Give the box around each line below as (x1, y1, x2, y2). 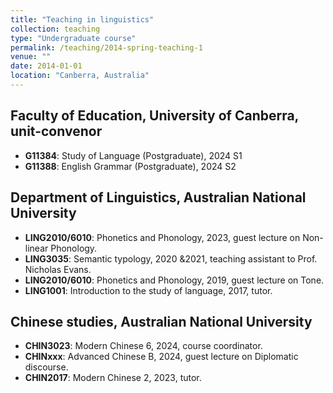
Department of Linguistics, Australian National (10, 189, 307, 206)
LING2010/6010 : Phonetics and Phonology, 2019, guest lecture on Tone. (24, 274, 325, 286)
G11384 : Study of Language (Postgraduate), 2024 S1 (24, 149, 243, 161)
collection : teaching (10, 24, 101, 34)
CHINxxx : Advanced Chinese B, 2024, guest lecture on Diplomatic (24, 351, 299, 363)
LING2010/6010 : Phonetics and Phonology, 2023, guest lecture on (24, 231, 301, 243)
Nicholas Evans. (24, 263, 92, 275)
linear (24, 242, 49, 254)
